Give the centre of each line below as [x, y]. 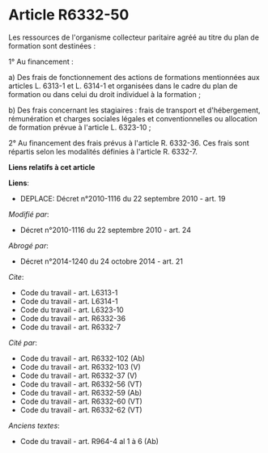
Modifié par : [29, 214]
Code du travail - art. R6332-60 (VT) [81, 401]
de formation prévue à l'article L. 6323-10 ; [80, 127]
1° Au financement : [41, 61]
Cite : [16, 277]
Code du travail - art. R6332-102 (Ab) [83, 358]
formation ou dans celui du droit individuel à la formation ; [104, 94]
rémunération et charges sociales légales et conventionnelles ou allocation [133, 118]
